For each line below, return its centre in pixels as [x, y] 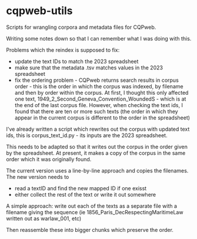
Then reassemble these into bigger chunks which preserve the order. [90, 230]
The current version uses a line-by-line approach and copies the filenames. [97, 170]
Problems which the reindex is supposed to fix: [63, 50]
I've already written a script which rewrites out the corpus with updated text [98, 129]
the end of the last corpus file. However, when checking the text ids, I [99, 105]
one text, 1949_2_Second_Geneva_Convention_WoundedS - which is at [100, 99]
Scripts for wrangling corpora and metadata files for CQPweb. [81, 27]
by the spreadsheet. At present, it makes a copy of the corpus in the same [96, 153]
